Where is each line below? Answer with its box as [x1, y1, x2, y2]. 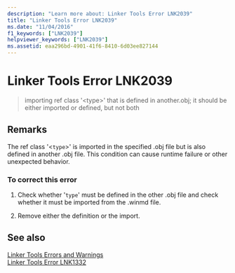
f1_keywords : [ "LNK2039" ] [7, 29, 83, 37]
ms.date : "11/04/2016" [7, 23, 74, 30]
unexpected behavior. [7, 157, 70, 165]
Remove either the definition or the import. [17, 211, 140, 220]
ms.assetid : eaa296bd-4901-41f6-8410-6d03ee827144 [7, 43, 159, 50]
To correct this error [7, 174, 77, 184]
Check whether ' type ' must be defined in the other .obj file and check [17, 190, 219, 199]
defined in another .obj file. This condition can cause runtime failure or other [7, 150, 228, 158]
